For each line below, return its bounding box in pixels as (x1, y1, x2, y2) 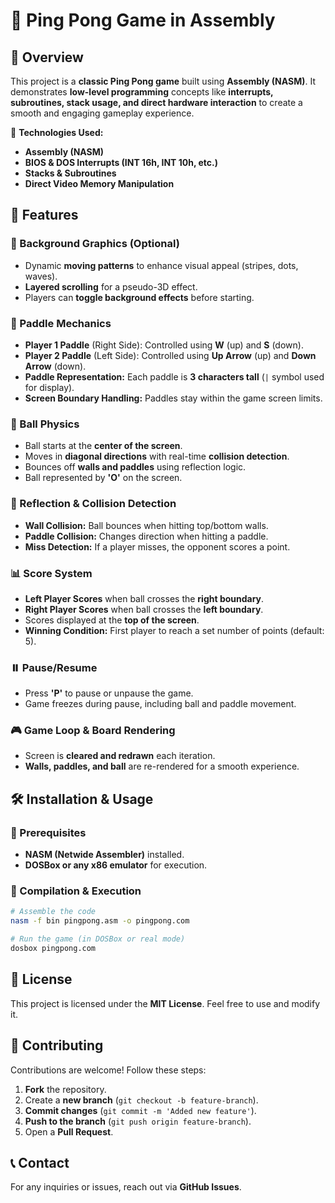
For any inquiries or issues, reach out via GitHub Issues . (10, 1181, 242, 1193)
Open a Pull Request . (24, 1125, 114, 1138)
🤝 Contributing (10, 1037, 104, 1054)
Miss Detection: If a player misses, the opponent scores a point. (24, 540, 291, 553)
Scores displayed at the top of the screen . (24, 614, 200, 626)
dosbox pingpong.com (10, 944, 97, 954)
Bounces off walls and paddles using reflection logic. (24, 461, 247, 473)
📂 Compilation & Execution (10, 884, 142, 898)
